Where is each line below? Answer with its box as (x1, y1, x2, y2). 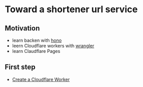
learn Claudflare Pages (12, 48, 61, 54)
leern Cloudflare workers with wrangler (12, 43, 95, 49)
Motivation (5, 24, 40, 33)
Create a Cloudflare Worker (12, 76, 70, 82)
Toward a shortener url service (5, 4, 138, 15)
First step (5, 63, 36, 72)
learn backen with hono (12, 37, 62, 43)
